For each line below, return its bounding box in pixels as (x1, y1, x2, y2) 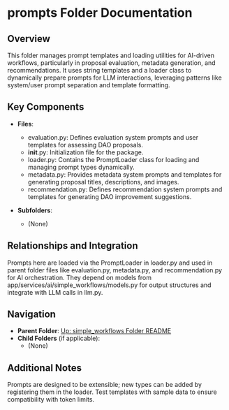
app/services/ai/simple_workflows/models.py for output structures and (7, 281, 212, 289)
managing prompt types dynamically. (27, 163, 135, 171)
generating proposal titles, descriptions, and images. (27, 177, 179, 186)
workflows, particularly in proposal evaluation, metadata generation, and (7, 59, 216, 67)
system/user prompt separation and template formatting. (7, 81, 170, 89)
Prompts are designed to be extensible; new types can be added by (7, 381, 202, 389)
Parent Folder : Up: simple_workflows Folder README (17, 327, 172, 335)
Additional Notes (7, 362, 82, 374)
